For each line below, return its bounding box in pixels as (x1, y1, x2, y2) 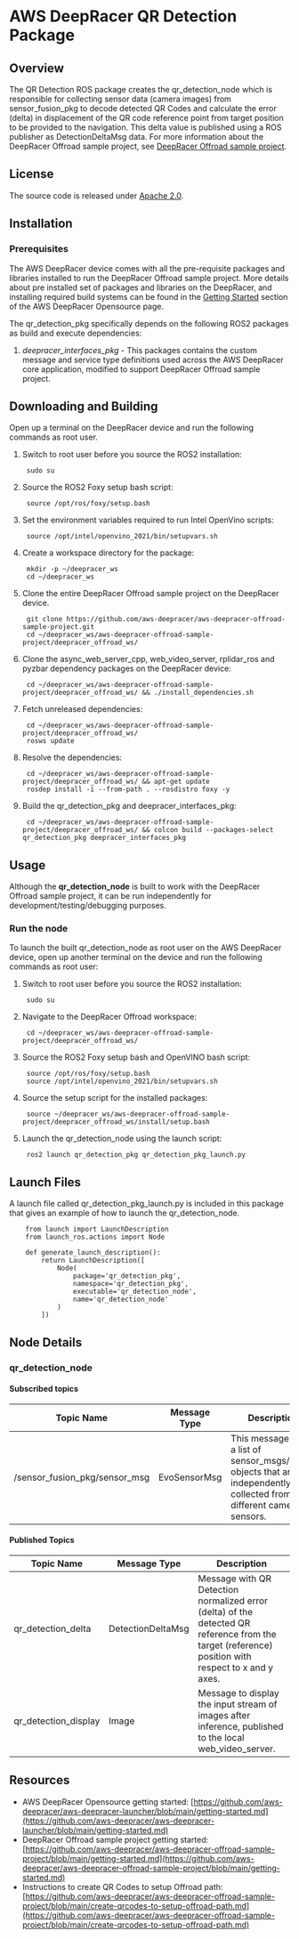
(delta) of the (198, 1605, 254, 1618)
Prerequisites (9, 243, 69, 255)
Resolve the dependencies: (21, 752, 123, 763)
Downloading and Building (9, 399, 158, 414)
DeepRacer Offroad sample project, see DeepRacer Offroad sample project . (9, 141, 287, 151)
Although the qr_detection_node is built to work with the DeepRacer (9, 881, 261, 892)
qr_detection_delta (13, 1622, 92, 1635)
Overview (9, 61, 65, 76)
